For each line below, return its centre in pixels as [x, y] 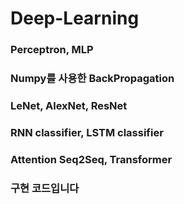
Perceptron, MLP [52, 50]
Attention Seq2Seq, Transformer [91, 159]
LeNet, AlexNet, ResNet [69, 105]
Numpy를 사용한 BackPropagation [92, 79]
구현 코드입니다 [45, 188]
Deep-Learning [75, 18]
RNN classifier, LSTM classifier [87, 132]
